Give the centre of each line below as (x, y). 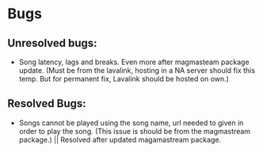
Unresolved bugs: (52, 43)
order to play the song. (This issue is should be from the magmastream (135, 131)
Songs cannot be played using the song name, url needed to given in (131, 123)
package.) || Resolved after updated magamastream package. (120, 139)
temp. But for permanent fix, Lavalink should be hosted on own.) (124, 79)
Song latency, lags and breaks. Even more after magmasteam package (134, 62)
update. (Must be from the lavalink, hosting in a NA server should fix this (137, 70)
